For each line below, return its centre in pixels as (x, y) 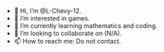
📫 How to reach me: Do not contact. (68, 41)
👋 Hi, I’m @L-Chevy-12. (47, 11)
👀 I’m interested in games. (52, 18)
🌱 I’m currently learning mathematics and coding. (86, 26)
